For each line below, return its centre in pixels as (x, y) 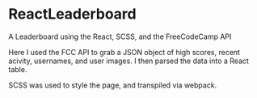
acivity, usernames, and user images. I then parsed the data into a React (128, 61)
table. (18, 69)
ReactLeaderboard (72, 14)
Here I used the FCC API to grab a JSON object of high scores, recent (124, 52)
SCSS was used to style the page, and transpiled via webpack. (113, 85)
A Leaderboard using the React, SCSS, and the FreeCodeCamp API (120, 36)
